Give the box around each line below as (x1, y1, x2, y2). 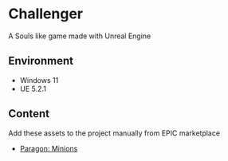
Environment (8, 54, 74, 68)
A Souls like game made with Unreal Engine (8, 31, 151, 41)
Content (8, 107, 50, 120)
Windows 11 (19, 75, 59, 84)
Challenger (8, 5, 84, 23)
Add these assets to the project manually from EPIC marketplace (8, 128, 221, 138)
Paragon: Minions (19, 143, 78, 153)
